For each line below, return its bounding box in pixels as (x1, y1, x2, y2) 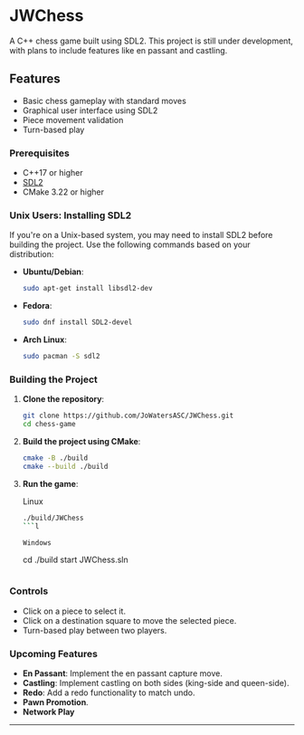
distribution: (9, 249, 54, 260)
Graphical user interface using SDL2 (22, 105, 158, 116)
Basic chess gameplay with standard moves (22, 95, 187, 106)
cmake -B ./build (22, 453, 89, 463)
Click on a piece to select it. (22, 606, 127, 616)
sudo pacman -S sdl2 (22, 352, 100, 361)
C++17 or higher (22, 167, 83, 178)
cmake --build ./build (22, 462, 109, 471)
